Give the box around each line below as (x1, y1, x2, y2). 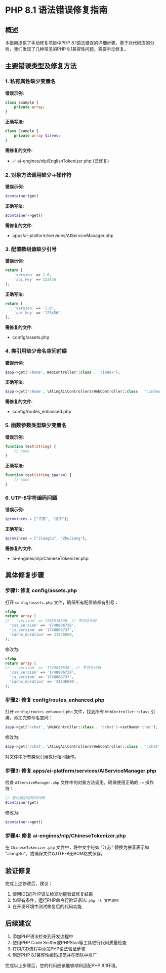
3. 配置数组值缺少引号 (5, 245, 57, 252)
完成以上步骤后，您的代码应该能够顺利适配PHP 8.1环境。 (5, 962, 120, 968)
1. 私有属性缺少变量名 (5, 78, 56, 85)
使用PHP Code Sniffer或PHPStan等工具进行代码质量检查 (12, 939, 127, 945)
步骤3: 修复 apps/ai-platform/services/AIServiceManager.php (5, 767, 157, 774)
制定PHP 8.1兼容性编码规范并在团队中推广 (12, 952, 97, 958)
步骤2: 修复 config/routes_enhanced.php (5, 696, 105, 703)
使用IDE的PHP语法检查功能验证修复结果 (12, 891, 93, 897)
